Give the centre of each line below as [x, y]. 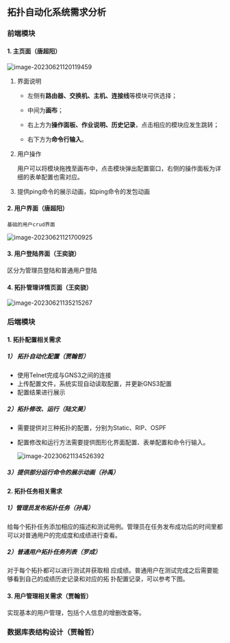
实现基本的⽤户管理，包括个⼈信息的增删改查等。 [76, 612]
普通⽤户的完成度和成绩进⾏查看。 [73, 535]
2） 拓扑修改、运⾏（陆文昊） [48, 409]
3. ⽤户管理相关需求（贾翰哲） [50, 596]
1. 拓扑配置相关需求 [34, 339]
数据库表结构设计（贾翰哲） [53, 632]
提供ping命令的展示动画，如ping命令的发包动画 [84, 191]
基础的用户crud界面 [31, 225]
